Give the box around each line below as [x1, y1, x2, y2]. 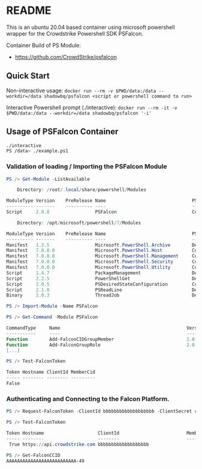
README [6, 4, 52, 17]
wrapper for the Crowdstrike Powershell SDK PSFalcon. [6, 30, 144, 37]
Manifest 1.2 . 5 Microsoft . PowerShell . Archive [6, 242, 171, 248]
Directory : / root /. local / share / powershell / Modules [17, 187, 147, 193]
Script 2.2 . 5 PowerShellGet [6, 275, 130, 282]
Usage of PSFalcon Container [6, 127, 119, 137]
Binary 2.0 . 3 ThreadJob [6, 292, 120, 298]
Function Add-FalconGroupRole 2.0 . [6, 342, 198, 348]
